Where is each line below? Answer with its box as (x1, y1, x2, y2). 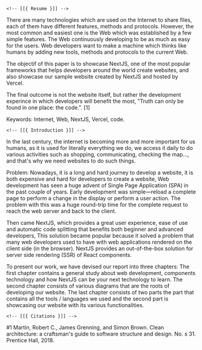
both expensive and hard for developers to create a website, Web (6, 175, 169, 183)
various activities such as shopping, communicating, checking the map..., (6, 151, 189, 158)
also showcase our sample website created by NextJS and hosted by (6, 73, 178, 80)
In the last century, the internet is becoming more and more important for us (6, 138, 195, 145)
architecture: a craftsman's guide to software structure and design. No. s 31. (6, 330, 197, 337)
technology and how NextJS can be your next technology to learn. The (6, 276, 183, 283)
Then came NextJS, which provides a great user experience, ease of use (6, 219, 188, 226)
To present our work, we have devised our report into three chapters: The (6, 263, 189, 270)
